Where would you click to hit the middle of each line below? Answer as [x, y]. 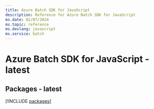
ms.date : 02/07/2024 [27, 19]
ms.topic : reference [27, 24]
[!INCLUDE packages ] [28, 101]
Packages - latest [34, 89]
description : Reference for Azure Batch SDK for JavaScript [71, 15]
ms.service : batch [25, 34]
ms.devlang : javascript [31, 29]
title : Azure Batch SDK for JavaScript [48, 10]
